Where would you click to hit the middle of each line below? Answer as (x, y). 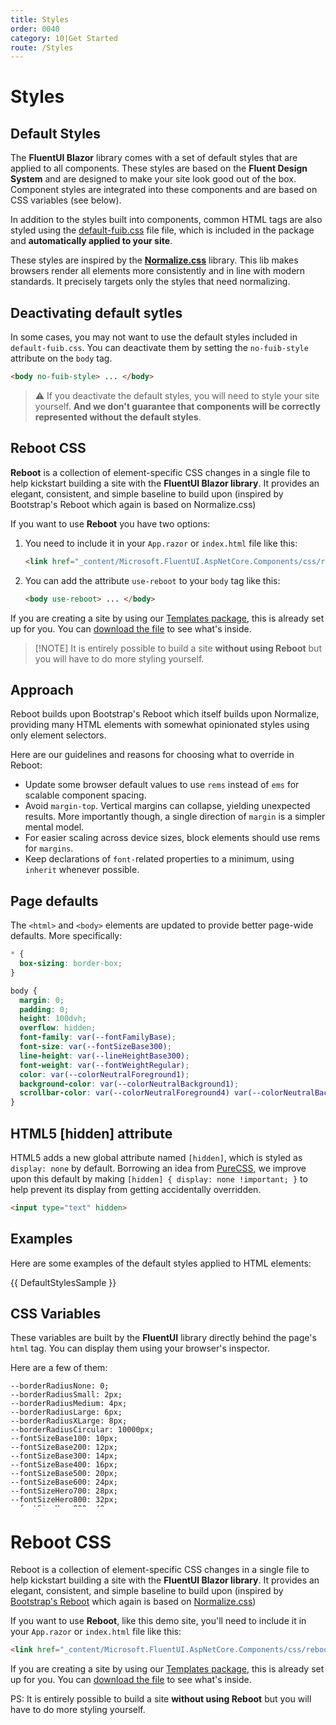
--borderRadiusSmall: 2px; (66, 1395)
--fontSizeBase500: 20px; (64, 1474)
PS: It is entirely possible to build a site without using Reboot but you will (161, 1699)
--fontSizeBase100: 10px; (64, 1439)
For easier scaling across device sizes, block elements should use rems (172, 838)
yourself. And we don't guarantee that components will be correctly (177, 406)
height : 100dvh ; (53, 1019)
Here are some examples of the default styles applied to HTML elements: (161, 1263)
